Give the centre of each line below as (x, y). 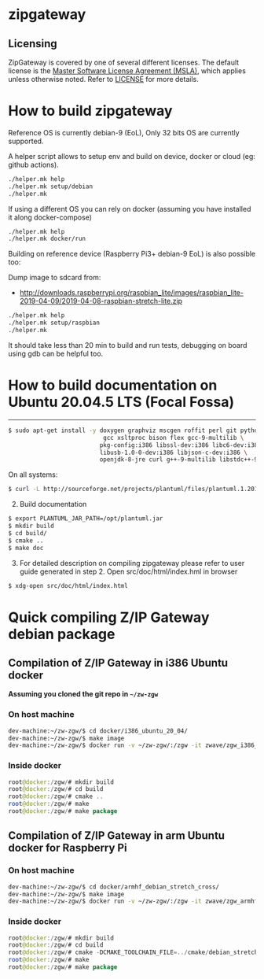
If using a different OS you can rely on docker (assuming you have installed (130, 209)
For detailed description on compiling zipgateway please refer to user (132, 563)
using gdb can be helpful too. (56, 353)
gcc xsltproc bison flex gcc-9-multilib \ (174, 438)
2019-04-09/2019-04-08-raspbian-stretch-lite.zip (101, 301)
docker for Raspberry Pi (68, 848)
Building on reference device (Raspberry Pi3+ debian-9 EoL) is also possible (132, 254)
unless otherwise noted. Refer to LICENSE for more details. (103, 79)
